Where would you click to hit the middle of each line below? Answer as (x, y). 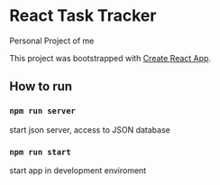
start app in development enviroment (78, 170)
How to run (41, 87)
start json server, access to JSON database (90, 129)
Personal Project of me (52, 41)
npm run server (43, 111)
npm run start (40, 152)
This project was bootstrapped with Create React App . (110, 58)
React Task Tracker (83, 16)
